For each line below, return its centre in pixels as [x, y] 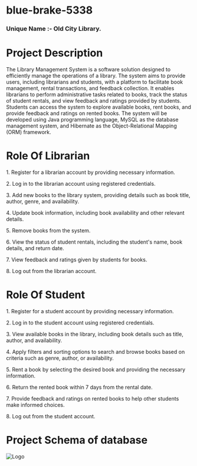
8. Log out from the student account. [51, 416]
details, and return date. [35, 248]
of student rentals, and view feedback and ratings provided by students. [94, 101]
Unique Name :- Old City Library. [54, 29]
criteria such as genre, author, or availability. [60, 358]
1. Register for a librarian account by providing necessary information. [91, 172]
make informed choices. [35, 405]
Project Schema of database [77, 440]
